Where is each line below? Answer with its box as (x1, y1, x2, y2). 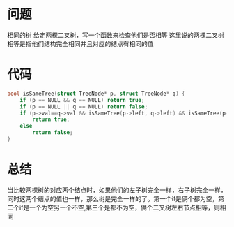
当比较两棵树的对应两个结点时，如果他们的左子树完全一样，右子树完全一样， (7, 186, 227, 194)
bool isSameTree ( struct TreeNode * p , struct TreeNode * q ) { (7, 90, 186, 97)
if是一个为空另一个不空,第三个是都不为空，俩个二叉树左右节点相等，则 (19, 203, 221, 212)
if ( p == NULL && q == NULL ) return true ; (19, 96, 145, 103)
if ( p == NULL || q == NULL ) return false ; (19, 103, 148, 110)
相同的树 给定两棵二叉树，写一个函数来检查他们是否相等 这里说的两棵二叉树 (7, 31, 224, 39)
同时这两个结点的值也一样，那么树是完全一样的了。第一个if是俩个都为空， (7, 194, 219, 203)
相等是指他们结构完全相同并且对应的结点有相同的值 (7, 39, 154, 47)
